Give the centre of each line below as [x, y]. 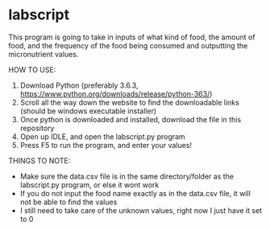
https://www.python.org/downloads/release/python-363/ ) [116, 93]
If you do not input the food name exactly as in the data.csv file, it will [135, 193]
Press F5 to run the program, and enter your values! [106, 145]
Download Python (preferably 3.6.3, [79, 85]
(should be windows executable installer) [88, 111]
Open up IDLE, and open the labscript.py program [102, 136]
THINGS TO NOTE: [39, 160]
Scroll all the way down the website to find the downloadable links [129, 102]
